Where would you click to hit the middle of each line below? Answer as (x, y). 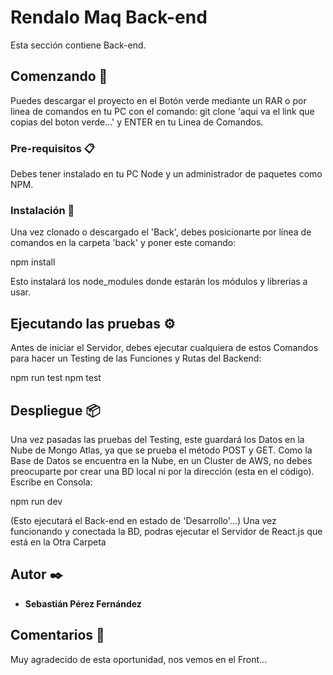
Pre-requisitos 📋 (52, 148)
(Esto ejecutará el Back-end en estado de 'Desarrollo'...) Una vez (143, 520)
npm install (33, 262)
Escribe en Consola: (51, 482)
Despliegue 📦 (55, 410)
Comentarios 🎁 (57, 635)
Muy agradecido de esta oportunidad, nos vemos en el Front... (139, 659)
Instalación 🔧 (42, 210)
